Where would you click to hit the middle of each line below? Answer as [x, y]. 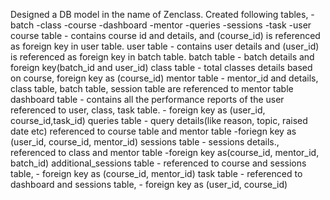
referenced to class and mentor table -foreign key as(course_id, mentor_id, [165, 152]
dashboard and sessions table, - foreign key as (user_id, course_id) [149, 184]
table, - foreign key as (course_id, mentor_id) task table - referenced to [156, 173]
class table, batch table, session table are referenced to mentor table [152, 88]
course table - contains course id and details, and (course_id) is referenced [165, 35]
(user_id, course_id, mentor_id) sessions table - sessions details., [145, 142]
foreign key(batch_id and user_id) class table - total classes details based [161, 67]
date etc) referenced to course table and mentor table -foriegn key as [153, 131]
